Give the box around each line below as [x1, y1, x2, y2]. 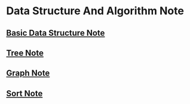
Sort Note [6, 88, 43, 99]
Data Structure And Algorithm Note [6, 4, 184, 18]
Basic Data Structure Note [6, 28, 105, 38]
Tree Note [6, 48, 44, 58]
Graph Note [6, 68, 50, 78]
